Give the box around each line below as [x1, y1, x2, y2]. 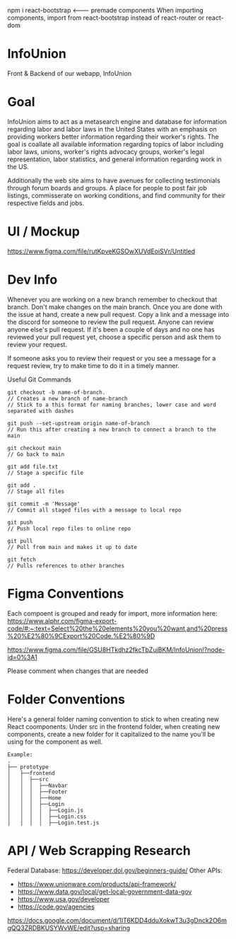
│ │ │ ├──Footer [7, 788, 69, 795]
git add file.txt [7, 463, 59, 470]
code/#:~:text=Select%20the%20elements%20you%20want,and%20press [7, 624, 228, 633]
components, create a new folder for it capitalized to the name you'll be [7, 730, 216, 738]
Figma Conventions [7, 585, 124, 601]
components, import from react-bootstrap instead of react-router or [7, 13, 205, 22]
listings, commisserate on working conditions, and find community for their [7, 191, 226, 200]
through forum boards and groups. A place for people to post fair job [7, 183, 207, 192]
